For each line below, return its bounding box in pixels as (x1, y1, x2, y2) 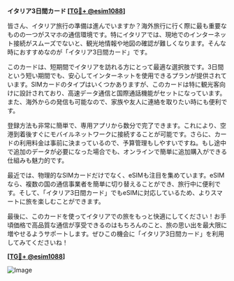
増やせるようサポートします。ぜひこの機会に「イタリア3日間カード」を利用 (7, 230, 225, 238)
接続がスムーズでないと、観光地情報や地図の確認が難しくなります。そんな (13, 39, 227, 48)
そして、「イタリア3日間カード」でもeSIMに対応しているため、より (18, 189, 211, 196)
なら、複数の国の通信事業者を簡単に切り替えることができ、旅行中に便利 (7, 180, 215, 188)
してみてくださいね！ (7, 238, 68, 247)
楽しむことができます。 (37, 197, 105, 206)
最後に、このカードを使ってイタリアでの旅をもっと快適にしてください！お (7, 212, 221, 220)
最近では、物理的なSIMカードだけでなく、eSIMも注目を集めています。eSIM (7, 171, 225, 179)
